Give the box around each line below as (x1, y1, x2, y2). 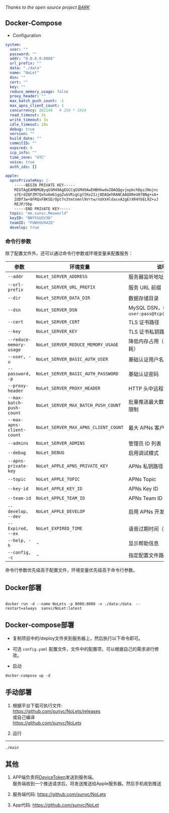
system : (5, 42, 22, 47)
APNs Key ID (128, 485, 158, 492)
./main (5, 745, 19, 750)
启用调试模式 (128, 450, 159, 457)
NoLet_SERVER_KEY (36, 328, 77, 334)
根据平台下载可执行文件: (12, 702, 63, 708)
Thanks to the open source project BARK (5, 5, 90, 10)
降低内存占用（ (128, 338, 164, 345)
